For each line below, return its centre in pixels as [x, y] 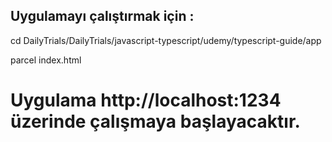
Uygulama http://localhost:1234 [146, 100]
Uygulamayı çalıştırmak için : [102, 16]
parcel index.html [46, 60]
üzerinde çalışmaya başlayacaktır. [155, 121]
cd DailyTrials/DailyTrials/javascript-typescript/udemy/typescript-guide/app [166, 40]
